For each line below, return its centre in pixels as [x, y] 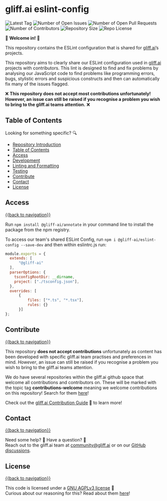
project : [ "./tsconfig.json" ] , [47, 281]
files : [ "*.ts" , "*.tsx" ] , [55, 300]
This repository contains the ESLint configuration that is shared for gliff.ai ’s [82, 47]
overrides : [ [23, 291]
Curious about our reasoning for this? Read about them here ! [68, 494]
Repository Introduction [37, 144]
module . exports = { [25, 254]
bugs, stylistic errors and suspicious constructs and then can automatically [82, 78]
